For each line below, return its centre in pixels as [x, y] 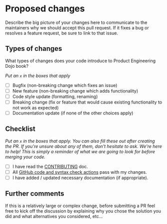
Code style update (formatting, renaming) [55, 96]
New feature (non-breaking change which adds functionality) [75, 91]
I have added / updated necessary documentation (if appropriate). [80, 178]
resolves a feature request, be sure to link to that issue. [62, 33]
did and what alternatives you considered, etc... [54, 216]
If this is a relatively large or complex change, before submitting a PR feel [80, 206]
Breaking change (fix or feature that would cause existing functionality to [87, 102]
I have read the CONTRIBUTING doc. [50, 166]
